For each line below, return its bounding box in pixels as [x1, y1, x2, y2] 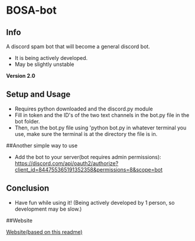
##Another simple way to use [6, 142, 78, 149]
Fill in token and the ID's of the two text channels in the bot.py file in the [14, 111, 190, 119]
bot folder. [14, 118, 40, 125]
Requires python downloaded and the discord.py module [14, 105, 153, 112]
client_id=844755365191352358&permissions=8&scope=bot [14, 166, 163, 173]
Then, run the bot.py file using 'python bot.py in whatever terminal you [14, 124, 187, 131]
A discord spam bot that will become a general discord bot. [6, 43, 151, 50]
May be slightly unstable [14, 61, 75, 68]
